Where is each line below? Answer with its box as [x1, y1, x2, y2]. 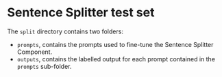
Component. [16, 48, 53, 56]
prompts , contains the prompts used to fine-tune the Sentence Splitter [16, 40, 214, 48]
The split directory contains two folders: [7, 27, 123, 35]
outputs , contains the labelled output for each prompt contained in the [16, 55, 216, 63]
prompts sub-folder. [16, 62, 72, 70]
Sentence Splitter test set [7, 5, 155, 20]
